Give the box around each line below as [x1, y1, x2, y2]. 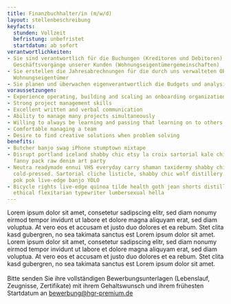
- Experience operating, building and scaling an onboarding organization [7, 94, 226, 101]
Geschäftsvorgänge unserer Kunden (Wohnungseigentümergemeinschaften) [13, 61, 220, 68]
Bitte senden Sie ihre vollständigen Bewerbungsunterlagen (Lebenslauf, [7, 274, 210, 283]
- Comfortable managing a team [7, 125, 97, 132]
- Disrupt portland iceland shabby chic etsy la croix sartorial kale [7, 151, 214, 159]
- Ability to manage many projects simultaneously [7, 112, 155, 119]
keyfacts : [7, 23, 36, 30]
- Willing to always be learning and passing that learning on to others [7, 119, 223, 126]
